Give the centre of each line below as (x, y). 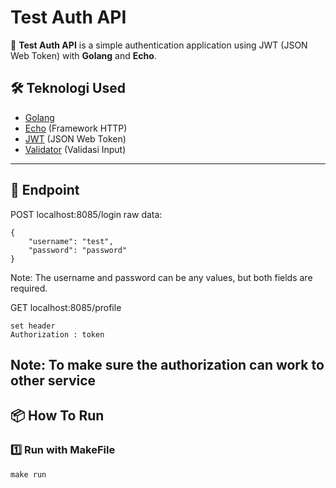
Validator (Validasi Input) (75, 149)
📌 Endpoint (45, 190)
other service (53, 380)
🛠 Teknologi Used (68, 88)
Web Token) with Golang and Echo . (83, 55)
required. (29, 288)
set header (33, 326)
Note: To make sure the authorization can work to (167, 364)
